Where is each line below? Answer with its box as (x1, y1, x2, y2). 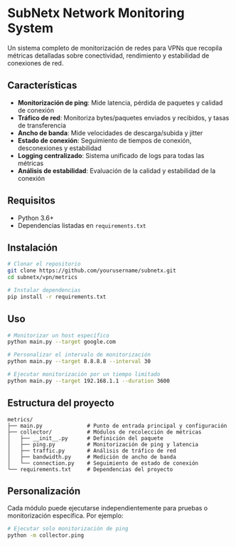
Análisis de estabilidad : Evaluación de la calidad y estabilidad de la (17, 166, 216, 175)
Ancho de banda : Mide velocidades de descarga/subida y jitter (17, 128, 203, 137)
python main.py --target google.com (7, 338, 116, 346)
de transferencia (17, 121, 66, 130)
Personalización (7, 485, 81, 498)
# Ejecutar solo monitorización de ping (7, 525, 129, 532)
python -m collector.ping (7, 532, 84, 539)
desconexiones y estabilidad (17, 144, 102, 152)
